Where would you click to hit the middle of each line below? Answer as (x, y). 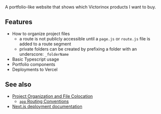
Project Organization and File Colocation (52, 96)
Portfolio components (34, 64)
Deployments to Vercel (35, 69)
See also (18, 84)
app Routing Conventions (44, 101)
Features (19, 22)
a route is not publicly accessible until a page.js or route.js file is (85, 38)
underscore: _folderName (44, 54)
